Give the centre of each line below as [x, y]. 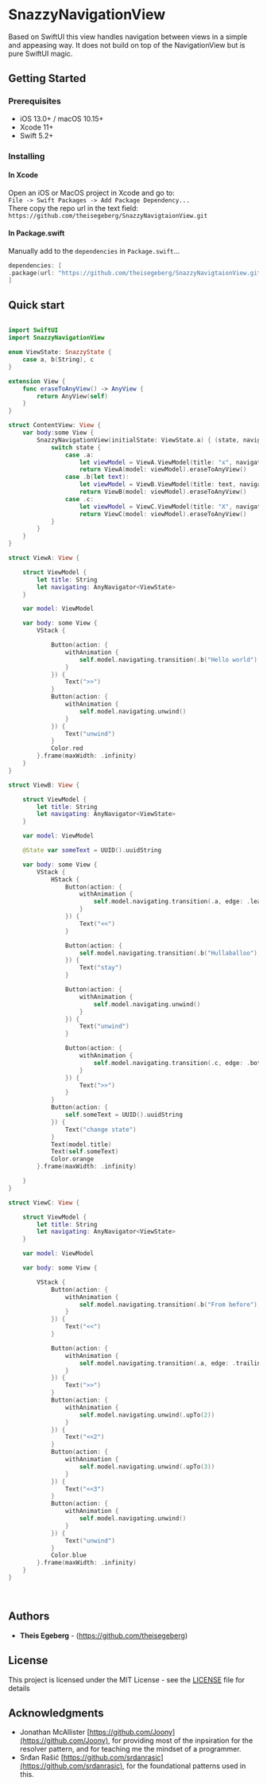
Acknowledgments [56, 1713]
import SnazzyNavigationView [56, 338]
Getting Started [47, 78]
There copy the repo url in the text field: [74, 208]
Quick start [37, 305]
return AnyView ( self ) [73, 396]
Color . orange [72, 1159]
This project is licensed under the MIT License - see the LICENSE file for [126, 1679]
